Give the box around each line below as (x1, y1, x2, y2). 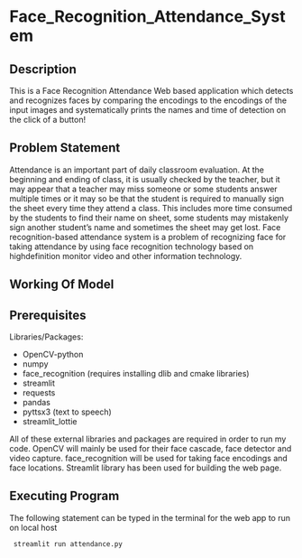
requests (22, 387, 56, 398)
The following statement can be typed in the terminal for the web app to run (9, 512, 291, 523)
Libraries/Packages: (9, 331, 84, 342)
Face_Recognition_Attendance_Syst (9, 6, 286, 27)
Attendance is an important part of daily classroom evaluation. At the (9, 164, 264, 175)
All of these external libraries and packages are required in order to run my (9, 433, 287, 444)
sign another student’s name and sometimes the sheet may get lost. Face (9, 221, 281, 232)
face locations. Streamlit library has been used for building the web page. (9, 462, 282, 473)
